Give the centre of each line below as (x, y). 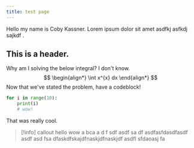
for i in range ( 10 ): (32, 98)
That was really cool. (32, 121)
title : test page (28, 12)
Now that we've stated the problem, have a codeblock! (74, 87)
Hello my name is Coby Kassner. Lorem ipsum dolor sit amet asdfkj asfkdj (97, 29)
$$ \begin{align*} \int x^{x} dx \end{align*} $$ (101, 78)
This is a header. (38, 54)
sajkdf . (15, 35)
